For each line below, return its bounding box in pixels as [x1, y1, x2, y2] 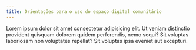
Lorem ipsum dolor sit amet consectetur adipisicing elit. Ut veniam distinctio [6, 25, 190, 32]
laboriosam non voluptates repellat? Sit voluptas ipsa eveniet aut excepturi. [6, 37, 188, 44]
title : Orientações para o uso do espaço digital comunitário [6, 8, 162, 15]
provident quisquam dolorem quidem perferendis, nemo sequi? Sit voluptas [6, 31, 189, 38]
